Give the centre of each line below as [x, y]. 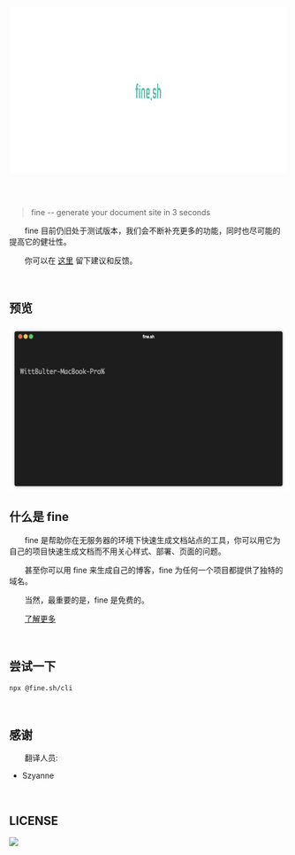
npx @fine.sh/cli [41, 688]
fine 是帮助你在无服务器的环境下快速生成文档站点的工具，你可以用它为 [153, 540]
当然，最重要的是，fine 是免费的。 [87, 600]
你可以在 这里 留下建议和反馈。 [81, 260]
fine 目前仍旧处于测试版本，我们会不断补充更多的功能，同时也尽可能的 [153, 230]
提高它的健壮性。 [40, 241]
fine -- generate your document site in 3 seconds [121, 212]
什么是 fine [39, 517]
